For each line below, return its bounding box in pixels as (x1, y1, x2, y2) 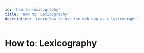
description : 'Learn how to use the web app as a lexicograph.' (5, 16, 140, 21)
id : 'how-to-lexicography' (5, 7, 61, 12)
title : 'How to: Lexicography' (5, 12, 70, 17)
